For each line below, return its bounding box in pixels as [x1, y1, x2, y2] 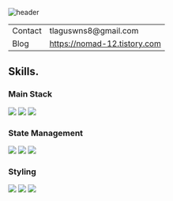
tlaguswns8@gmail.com [49, 25, 139, 36]
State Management [8, 127, 84, 138]
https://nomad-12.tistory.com [49, 38, 162, 49]
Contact [12, 25, 42, 36]
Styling [8, 166, 37, 177]
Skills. [8, 65, 39, 78]
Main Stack [8, 89, 53, 100]
